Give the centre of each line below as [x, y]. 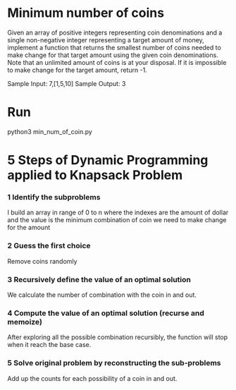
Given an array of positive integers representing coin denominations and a [115, 32]
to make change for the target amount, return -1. [77, 70]
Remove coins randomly [42, 261]
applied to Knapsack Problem [95, 175]
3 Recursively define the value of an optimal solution [99, 279]
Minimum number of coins [86, 13]
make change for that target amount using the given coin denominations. [113, 55]
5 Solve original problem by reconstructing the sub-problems [114, 363]
